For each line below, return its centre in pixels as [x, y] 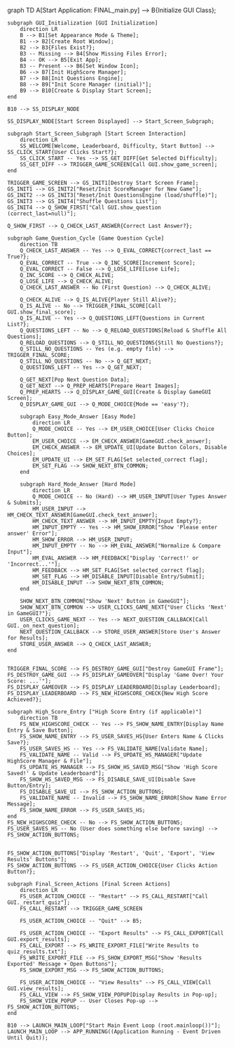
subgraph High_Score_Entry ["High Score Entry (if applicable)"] [104, 712]
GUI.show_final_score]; [42, 312]
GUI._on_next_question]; [43, 626]
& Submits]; [25, 503]
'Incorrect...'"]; [34, 564]
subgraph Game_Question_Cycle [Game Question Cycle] [86, 238]
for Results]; [28, 638]
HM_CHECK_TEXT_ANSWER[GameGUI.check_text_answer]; [83, 515]
